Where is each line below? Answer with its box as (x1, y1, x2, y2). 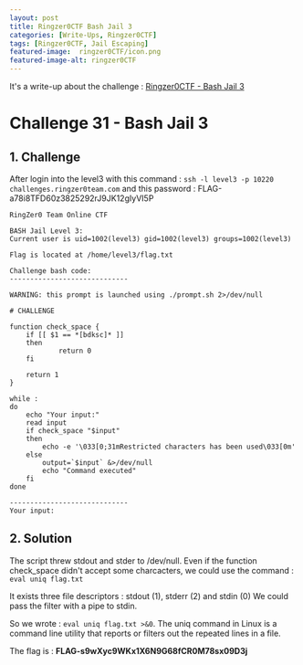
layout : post (9, 13, 59, 23)
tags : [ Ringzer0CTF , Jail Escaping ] (9, 38, 149, 48)
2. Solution (9, 531, 73, 546)
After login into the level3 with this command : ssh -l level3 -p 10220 (9, 174, 274, 184)
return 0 (57, 346, 92, 355)
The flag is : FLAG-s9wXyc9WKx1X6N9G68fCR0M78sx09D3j (9, 645, 248, 656)
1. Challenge (9, 149, 80, 164)
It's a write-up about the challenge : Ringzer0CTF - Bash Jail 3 (9, 81, 245, 91)
